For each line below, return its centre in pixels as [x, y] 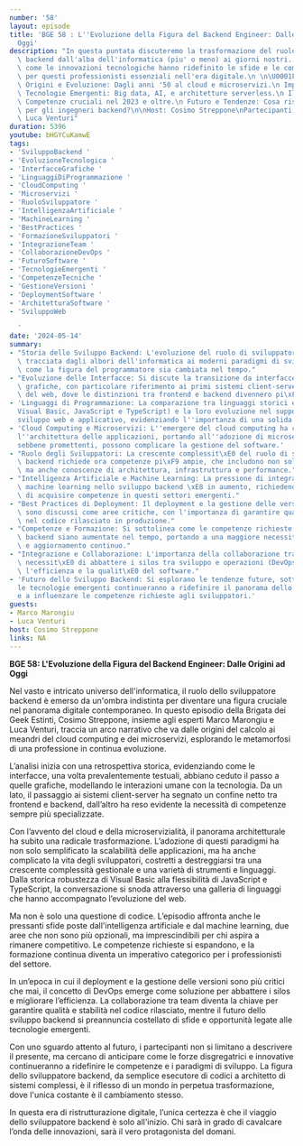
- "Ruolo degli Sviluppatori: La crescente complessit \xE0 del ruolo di [149, 453]
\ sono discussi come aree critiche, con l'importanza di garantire [149, 512]
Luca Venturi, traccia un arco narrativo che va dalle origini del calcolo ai [142, 729]
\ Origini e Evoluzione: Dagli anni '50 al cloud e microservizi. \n [149, 85]
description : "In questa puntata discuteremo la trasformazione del [141, 51]
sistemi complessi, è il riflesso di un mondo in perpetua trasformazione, [142, 1085]
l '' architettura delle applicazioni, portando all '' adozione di [141, 437]
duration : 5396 [38, 127]
